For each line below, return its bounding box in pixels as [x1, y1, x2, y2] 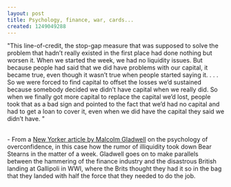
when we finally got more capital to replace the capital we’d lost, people [7, 93, 211, 101]
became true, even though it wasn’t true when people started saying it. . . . [7, 71, 219, 79]
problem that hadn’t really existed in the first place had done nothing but [7, 49, 212, 57]
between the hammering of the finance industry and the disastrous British [7, 157, 217, 166]
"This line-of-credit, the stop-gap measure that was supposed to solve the [7, 42, 219, 50]
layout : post [7, 10, 45, 17]
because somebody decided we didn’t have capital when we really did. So [7, 85, 219, 93]
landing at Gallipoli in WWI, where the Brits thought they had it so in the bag [7, 164, 222, 173]
